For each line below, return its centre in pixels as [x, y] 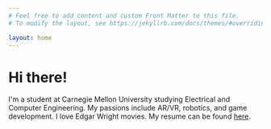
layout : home [30, 38]
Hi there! [38, 77]
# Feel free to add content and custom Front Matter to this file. [124, 16]
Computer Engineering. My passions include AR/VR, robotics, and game [128, 108]
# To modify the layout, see [57, 23]
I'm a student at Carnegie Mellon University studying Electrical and [119, 99]
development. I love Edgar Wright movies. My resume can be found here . [130, 116]
